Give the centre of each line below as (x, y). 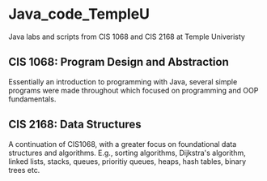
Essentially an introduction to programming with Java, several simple (123, 81)
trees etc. (24, 170)
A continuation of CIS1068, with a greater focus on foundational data (123, 144)
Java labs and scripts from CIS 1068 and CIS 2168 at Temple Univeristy (127, 37)
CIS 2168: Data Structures (75, 125)
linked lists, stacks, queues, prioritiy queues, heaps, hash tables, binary (127, 161)
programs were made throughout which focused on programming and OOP (133, 90)
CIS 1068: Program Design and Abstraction (119, 62)
